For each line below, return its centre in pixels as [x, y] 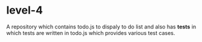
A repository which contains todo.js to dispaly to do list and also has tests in [101, 27]
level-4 [25, 10]
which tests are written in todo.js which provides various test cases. [91, 33]
